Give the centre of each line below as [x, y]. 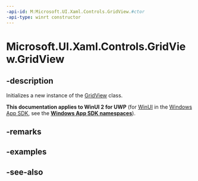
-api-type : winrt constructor [44, 17]
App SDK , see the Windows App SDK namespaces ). [71, 113]
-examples [26, 152]
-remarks [24, 131]
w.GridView [35, 59]
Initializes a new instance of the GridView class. [65, 95]
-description [30, 81]
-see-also [25, 172]
